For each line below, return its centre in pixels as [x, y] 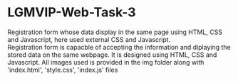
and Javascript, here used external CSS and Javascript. [89, 39]
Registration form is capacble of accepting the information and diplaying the [119, 47]
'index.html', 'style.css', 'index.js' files [63, 70]
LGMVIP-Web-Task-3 [72, 12]
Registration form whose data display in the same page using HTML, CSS [115, 32]
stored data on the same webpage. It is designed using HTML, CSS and [112, 55]
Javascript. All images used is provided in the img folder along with [106, 62]
